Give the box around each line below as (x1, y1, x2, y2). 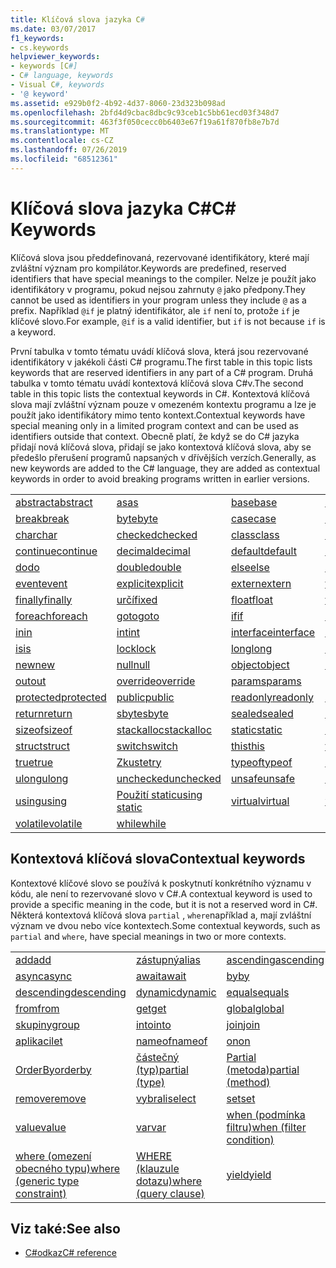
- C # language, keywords (10, 71, 114, 81)
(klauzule (135, 1161, 180, 1175)
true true (15, 755, 54, 769)
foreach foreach (15, 609, 88, 623)
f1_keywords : (10, 33, 65, 43)
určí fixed (116, 592, 158, 606)
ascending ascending (226, 952, 325, 966)
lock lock (116, 641, 157, 655)
